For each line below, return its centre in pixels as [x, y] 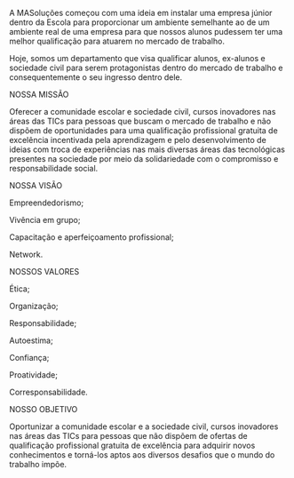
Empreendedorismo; [47, 203]
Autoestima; [31, 340]
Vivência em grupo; [45, 220]
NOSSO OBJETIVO [44, 409]
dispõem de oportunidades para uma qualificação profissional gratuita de [143, 131]
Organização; [34, 306]
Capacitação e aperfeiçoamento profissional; [92, 237]
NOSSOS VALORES [44, 271]
